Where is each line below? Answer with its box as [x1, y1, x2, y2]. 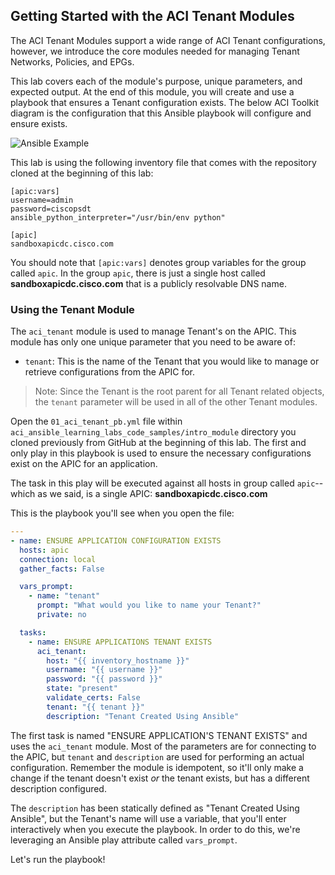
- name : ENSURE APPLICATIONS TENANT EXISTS [28, 637, 213, 647]
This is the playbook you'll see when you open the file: [10, 507, 235, 519]
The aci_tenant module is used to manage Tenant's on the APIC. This [10, 325, 297, 338]
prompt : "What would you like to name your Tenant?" [36, 600, 262, 611]
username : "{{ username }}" [46, 665, 163, 675]
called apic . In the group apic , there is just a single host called [10, 267, 266, 279]
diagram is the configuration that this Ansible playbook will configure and [10, 107, 312, 119]
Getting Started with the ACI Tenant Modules [10, 8, 295, 25]
